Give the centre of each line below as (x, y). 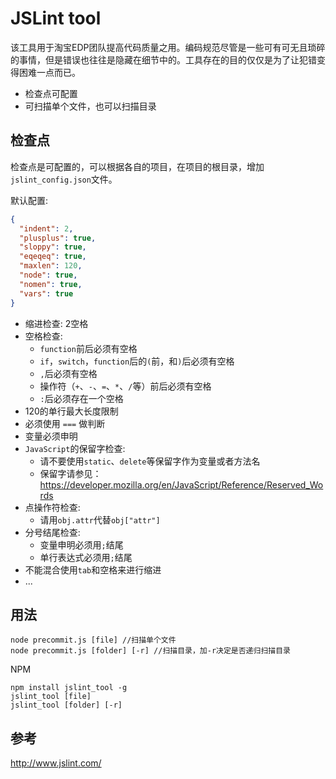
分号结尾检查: (52, 532)
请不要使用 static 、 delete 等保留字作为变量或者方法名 (150, 461)
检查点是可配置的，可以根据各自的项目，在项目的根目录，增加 (137, 166)
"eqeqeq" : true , (53, 257)
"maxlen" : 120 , (51, 266)
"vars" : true (46, 293)
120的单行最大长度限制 (71, 411)
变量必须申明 (51, 436)
